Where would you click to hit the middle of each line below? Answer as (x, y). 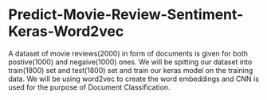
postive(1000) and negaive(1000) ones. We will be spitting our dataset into (130, 62)
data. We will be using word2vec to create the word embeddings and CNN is (133, 79)
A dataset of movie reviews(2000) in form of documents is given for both (128, 53)
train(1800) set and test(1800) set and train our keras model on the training (131, 70)
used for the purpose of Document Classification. (89, 87)
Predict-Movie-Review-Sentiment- (126, 15)
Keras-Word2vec (66, 31)
